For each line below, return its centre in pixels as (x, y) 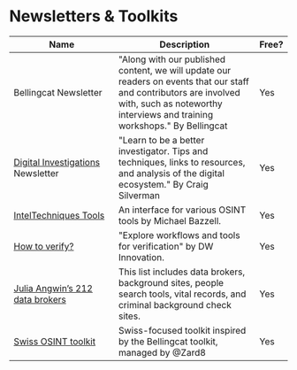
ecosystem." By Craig (164, 184)
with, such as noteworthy (170, 104)
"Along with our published (172, 59)
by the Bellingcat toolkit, (168, 341)
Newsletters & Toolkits (94, 16)
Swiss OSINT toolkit (54, 341)
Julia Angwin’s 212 (53, 288)
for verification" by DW (166, 246)
